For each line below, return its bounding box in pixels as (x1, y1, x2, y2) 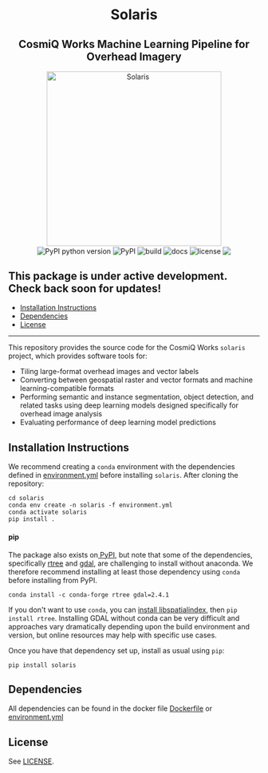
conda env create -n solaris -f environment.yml (8, 501, 173, 510)
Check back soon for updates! (8, 282, 162, 296)
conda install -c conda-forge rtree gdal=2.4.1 (8, 590, 170, 599)
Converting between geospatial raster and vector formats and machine (19, 375, 254, 385)
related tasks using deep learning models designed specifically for (19, 400, 239, 410)
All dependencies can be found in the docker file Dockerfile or (8, 704, 213, 713)
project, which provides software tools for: (8, 351, 148, 361)
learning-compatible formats (19, 384, 114, 393)
